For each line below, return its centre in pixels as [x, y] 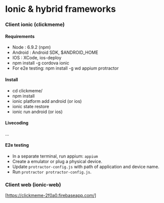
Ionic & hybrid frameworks [61, 9]
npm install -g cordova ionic [41, 63]
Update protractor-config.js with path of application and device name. [86, 166]
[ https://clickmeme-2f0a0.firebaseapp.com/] [51, 196]
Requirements [20, 36]
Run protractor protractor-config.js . [52, 172]
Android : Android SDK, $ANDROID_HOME [55, 52]
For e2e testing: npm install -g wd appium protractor [65, 68]
